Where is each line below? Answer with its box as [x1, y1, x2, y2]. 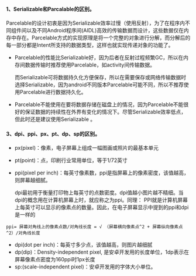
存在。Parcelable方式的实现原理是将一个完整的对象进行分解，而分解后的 [16, 34, 191, 41]
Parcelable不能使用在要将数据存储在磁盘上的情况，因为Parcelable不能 [14, 101, 184, 108]
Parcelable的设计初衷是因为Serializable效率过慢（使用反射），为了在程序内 [6, 19, 185, 26]
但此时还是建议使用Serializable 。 [14, 116, 96, 123]
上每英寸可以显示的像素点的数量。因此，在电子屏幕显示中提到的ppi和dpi [14, 204, 189, 211]
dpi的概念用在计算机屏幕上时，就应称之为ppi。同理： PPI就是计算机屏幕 [14, 197, 188, 204]
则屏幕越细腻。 [14, 177, 51, 184]
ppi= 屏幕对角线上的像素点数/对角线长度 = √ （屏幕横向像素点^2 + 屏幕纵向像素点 [6, 224, 183, 230]
